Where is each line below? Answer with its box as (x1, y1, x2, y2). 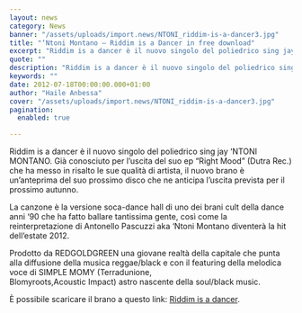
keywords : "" (9, 72, 58, 81)
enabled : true (17, 113, 70, 122)
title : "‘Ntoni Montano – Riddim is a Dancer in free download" (9, 38, 255, 48)
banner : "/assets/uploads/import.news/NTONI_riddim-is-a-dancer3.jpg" (9, 30, 280, 39)
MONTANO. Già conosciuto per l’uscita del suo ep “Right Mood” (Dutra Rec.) (9, 156, 292, 166)
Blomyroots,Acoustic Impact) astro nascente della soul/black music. (9, 276, 261, 288)
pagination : (9, 105, 54, 114)
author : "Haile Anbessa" (9, 88, 102, 97)
